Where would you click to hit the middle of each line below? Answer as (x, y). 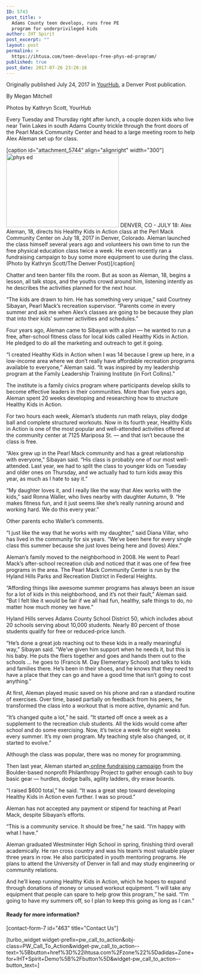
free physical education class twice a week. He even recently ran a (89, 251)
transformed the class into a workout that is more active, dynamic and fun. (98, 706)
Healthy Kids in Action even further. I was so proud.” (71, 797)
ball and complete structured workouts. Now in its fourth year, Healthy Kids (99, 422)
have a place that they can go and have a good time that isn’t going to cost (98, 675)
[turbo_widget (23, 939)
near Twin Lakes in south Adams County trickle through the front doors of (97, 126)
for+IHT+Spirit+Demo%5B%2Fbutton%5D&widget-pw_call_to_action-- (94, 958)
